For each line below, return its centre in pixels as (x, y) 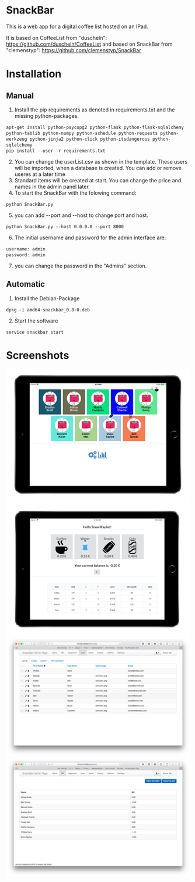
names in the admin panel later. (52, 186)
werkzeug (17, 139)
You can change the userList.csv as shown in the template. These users (101, 161)
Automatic (26, 284)
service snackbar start (35, 332)
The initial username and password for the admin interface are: (90, 238)
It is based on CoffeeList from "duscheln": (57, 38)
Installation (34, 74)
